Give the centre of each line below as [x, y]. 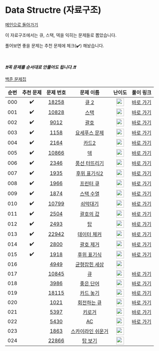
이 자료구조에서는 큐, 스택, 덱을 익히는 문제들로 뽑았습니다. [61, 35]
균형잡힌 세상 [90, 265]
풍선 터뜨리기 [90, 163]
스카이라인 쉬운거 [90, 331]
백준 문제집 [16, 79]
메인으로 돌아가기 [22, 25]
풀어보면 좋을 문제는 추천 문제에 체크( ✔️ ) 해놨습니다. [55, 45]
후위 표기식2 [90, 174]
